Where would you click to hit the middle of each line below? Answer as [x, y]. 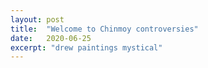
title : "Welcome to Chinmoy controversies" [104, 29]
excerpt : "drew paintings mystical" [86, 47]
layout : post [37, 19]
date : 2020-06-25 [51, 38]
